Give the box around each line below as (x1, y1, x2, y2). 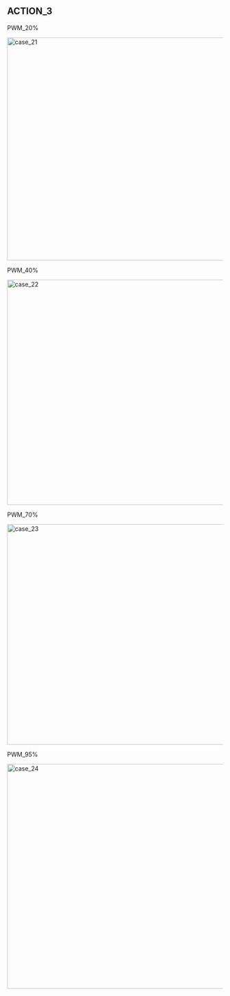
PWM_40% (7, 266, 39, 274)
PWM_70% (7, 510, 39, 519)
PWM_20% (7, 23, 39, 32)
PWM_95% (7, 750, 38, 758)
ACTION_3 (7, 5, 53, 17)
